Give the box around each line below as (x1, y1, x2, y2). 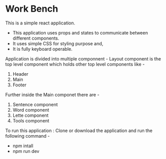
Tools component (12, 117, 50, 123)
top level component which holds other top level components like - (5, 61, 145, 67)
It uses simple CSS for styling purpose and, (12, 40, 104, 46)
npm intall (12, 143, 34, 149)
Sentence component (12, 101, 58, 107)
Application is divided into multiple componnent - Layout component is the (5, 55, 161, 61)
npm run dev (12, 148, 40, 154)
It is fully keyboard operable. (12, 46, 73, 52)
